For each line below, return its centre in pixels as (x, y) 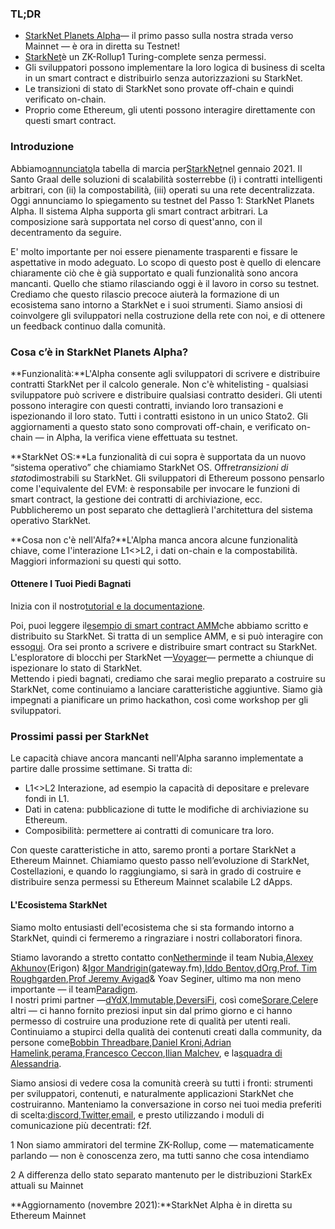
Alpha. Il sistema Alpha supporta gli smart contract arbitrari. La (139, 211)
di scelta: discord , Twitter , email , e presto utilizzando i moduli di (137, 1114)
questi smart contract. (70, 121)
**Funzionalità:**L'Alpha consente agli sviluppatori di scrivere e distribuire (165, 373)
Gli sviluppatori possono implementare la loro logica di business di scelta (175, 68)
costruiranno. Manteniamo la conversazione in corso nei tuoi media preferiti (166, 1104)
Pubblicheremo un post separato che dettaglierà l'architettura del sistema (161, 509)
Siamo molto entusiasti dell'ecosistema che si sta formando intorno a (152, 927)
